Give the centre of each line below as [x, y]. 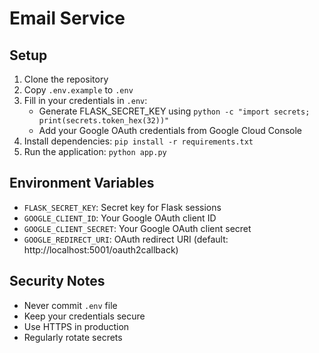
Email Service [67, 18]
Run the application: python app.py [95, 151]
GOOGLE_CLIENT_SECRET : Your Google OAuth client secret [137, 228]
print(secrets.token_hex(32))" [104, 121]
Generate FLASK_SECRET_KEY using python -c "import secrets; [174, 111]
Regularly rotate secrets [73, 337]
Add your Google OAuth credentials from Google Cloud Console [170, 130]
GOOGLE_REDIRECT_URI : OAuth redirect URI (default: [126, 239]
